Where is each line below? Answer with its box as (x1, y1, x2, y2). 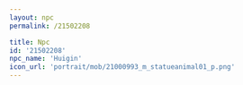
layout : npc (9, 13, 54, 22)
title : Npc (9, 38, 50, 47)
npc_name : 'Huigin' (9, 55, 83, 64)
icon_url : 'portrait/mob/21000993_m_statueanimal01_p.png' (9, 63, 236, 72)
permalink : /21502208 (9, 21, 91, 30)
